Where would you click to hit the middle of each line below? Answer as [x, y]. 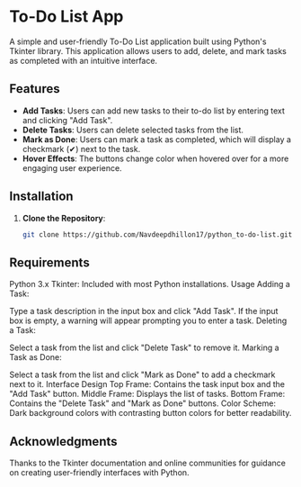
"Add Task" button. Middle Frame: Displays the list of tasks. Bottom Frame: [147, 394]
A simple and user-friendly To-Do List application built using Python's [138, 41]
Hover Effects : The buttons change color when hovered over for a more [155, 158]
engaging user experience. [72, 167]
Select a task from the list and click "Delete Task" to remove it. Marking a [145, 347]
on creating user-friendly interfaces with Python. [100, 473]
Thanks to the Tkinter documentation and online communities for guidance [147, 463]
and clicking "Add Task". [67, 120]
